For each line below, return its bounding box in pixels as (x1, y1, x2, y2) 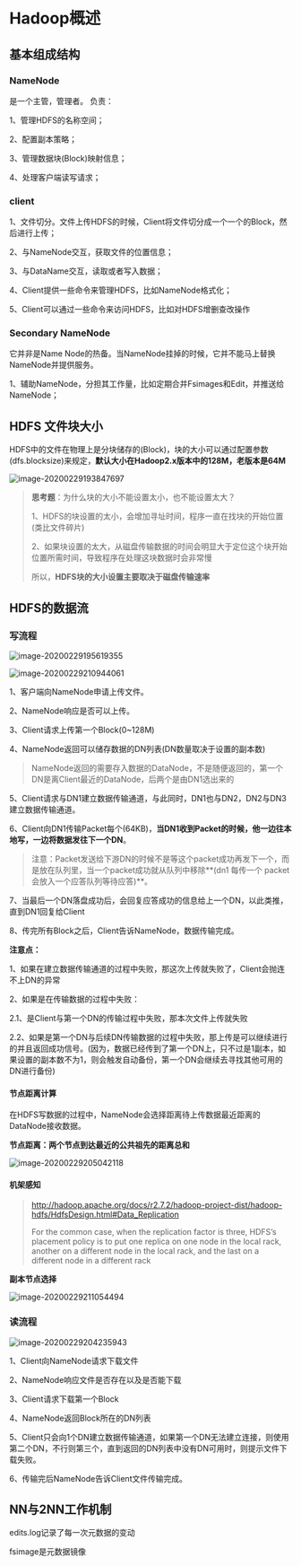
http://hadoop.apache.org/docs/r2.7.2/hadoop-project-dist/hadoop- (30, 1200, 283, 1211)
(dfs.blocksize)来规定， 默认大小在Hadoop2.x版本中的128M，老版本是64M (9, 455, 287, 467)
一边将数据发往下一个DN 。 (32, 834, 132, 844)
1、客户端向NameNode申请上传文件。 (9, 686, 150, 696)
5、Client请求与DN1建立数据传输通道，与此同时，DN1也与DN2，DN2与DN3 (9, 792, 287, 803)
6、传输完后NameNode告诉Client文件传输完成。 (9, 1473, 188, 1483)
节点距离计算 (9, 1088, 56, 1098)
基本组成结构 (9, 47, 81, 62)
